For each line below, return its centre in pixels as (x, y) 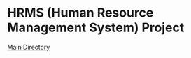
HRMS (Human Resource (80, 13)
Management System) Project (96, 28)
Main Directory (29, 47)
